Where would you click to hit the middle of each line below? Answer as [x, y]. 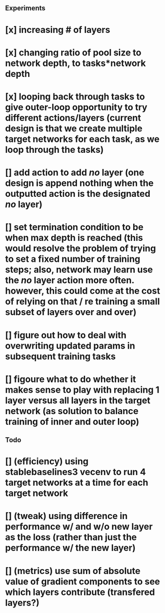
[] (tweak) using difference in [66, 516]
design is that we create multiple [74, 128]
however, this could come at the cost [83, 291]
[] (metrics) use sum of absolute [73, 571]
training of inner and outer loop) [72, 421]
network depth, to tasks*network [76, 63]
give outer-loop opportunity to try [76, 107]
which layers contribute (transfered [80, 592]
